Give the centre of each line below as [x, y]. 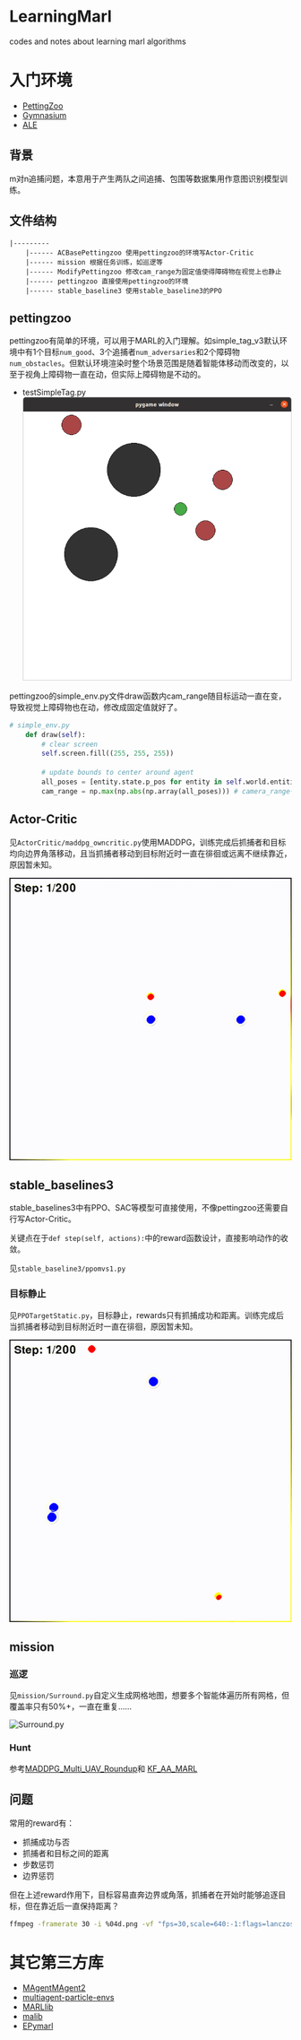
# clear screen [70, 744]
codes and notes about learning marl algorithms [98, 41]
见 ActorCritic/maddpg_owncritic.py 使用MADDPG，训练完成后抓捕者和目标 [148, 842]
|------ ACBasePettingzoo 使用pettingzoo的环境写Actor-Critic [140, 253]
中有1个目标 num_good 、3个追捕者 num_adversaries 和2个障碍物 [128, 352]
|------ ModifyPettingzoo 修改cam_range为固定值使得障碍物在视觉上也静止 [154, 272]
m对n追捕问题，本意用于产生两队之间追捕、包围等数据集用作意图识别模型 [145, 178]
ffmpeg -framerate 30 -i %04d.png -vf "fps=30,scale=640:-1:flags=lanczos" [154, 1924]
